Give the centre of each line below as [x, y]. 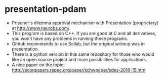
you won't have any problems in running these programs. [70, 39]
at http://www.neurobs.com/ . [41, 28]
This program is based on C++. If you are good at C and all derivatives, [84, 33]
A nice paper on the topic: [38, 65]
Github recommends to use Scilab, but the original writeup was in [78, 43]
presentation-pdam [46, 9]
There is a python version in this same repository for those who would [83, 54]
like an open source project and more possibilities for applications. [79, 59]
